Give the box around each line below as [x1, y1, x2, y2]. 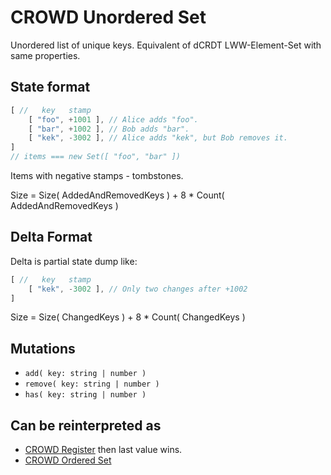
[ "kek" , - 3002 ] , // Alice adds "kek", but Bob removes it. [28, 133, 288, 143]
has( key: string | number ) [24, 390, 147, 400]
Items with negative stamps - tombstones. [10, 170, 184, 181]
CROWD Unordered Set [10, 6, 207, 29]
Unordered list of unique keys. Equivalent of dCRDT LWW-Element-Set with [10, 39, 322, 51]
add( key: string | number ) [24, 369, 147, 379]
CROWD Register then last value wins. [24, 444, 183, 456]
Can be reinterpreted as [10, 417, 162, 434]
